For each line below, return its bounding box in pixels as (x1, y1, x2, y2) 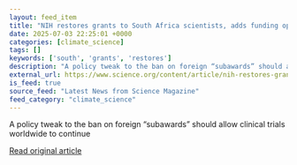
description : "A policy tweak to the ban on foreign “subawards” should (9, 63, 283, 71)
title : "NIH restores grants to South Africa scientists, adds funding (9, 21, 278, 30)
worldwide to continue (9, 129, 91, 139)
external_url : (9, 71, 62, 79)
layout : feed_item (9, 12, 77, 22)
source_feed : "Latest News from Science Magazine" (9, 86, 200, 95)
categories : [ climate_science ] (9, 37, 125, 47)
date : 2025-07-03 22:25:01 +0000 (9, 29, 133, 38)
